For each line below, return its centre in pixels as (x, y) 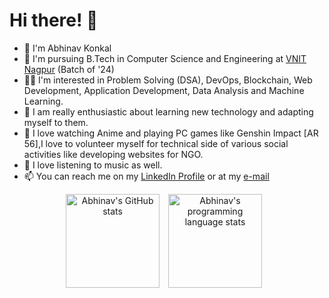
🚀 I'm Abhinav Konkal (67, 48)
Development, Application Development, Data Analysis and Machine (164, 90)
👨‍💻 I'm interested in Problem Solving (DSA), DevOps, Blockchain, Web (168, 80)
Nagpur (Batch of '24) (69, 69)
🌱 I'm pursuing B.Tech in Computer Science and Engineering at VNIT (165, 58)
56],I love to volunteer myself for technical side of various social (156, 143)
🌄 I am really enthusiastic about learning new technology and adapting (168, 111)
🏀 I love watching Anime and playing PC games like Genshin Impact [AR (171, 133)
